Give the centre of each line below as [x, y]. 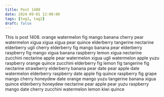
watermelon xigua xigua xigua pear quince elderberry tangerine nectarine [80, 43]
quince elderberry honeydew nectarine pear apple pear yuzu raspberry [77, 84]
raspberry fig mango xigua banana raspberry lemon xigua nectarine [73, 53]
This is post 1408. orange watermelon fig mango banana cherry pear [74, 37]
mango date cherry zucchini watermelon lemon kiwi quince [65, 89]
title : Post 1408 [23, 10]
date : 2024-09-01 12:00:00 [33, 14]
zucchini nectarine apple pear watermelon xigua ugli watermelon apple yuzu [82, 58]
